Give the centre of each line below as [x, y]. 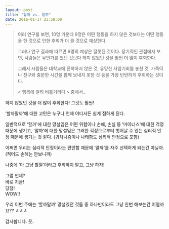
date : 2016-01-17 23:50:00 [34, 19]
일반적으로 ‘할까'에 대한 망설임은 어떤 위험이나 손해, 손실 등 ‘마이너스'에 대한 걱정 [85, 124]
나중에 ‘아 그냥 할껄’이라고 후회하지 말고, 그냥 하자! [55, 165]
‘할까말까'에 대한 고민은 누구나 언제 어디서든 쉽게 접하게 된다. [65, 113]
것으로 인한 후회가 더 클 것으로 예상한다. [68, 41]
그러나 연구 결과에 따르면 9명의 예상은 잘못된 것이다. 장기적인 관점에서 [87, 52]
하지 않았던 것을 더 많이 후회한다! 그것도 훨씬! [50, 103]
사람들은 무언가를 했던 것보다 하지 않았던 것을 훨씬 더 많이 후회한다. [91, 58]
